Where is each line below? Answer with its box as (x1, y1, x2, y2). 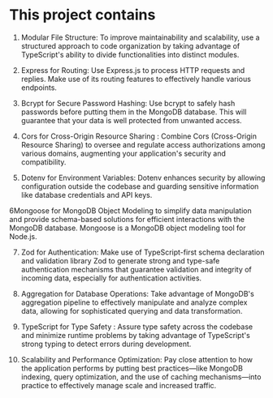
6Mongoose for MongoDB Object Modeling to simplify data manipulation (9, 205, 252, 216)
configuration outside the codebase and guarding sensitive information (20, 181, 259, 191)
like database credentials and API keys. (20, 190, 153, 199)
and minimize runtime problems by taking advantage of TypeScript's (20, 330, 250, 340)
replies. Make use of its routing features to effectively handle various (20, 74, 251, 83)
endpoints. (20, 83, 58, 92)
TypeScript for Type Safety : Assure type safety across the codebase (20, 322, 253, 332)
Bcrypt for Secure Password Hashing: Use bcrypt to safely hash (20, 98, 236, 108)
